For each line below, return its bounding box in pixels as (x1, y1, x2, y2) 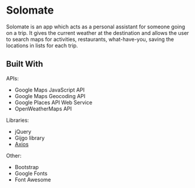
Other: (6, 152, 22, 159)
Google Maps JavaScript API (14, 86, 85, 93)
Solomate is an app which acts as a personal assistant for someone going (6, 23, 186, 30)
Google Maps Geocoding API (14, 92, 86, 99)
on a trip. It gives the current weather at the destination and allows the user (6, 29, 189, 36)
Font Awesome (14, 176, 51, 183)
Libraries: (6, 116, 30, 124)
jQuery (14, 128, 31, 135)
